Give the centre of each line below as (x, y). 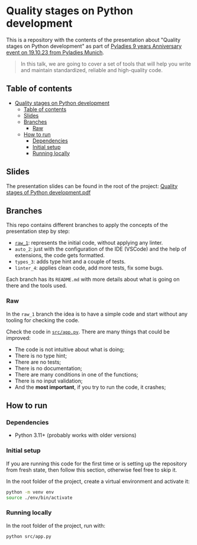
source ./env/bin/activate (39, 498)
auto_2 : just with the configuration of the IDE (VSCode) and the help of (101, 249)
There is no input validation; (49, 381)
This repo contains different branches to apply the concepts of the (87, 225)
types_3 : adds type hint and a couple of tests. (70, 262)
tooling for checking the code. (43, 320)
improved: (18, 338)
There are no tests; (38, 362)
